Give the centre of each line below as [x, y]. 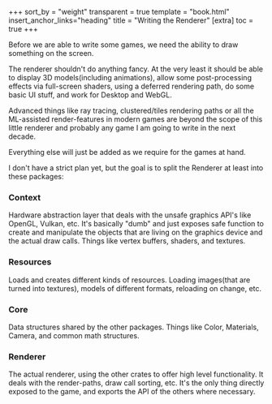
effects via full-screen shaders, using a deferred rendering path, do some [131, 86]
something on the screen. [51, 53]
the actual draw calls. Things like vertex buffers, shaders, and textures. [127, 241]
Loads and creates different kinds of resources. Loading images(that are [130, 280]
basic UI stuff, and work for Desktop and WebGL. [90, 95]
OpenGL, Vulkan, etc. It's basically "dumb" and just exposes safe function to [136, 224]
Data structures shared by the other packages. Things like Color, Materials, [134, 327]
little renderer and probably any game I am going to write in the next [122, 128]
